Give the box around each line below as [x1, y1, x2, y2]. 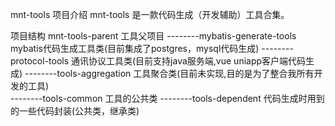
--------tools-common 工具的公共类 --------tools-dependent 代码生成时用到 [10, 93, 325, 104]
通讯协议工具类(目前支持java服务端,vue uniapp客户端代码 [71, 55, 307, 67]
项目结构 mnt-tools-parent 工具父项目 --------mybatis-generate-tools [10, 30, 297, 42]
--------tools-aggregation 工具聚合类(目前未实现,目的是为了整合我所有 [24, 68, 315, 79]
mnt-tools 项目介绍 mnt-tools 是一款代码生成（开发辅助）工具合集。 [10, 9, 290, 20]
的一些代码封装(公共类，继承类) [10, 105, 140, 117]
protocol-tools [10, 55, 70, 67]
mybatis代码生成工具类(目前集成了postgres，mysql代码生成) [10, 43, 260, 54]
